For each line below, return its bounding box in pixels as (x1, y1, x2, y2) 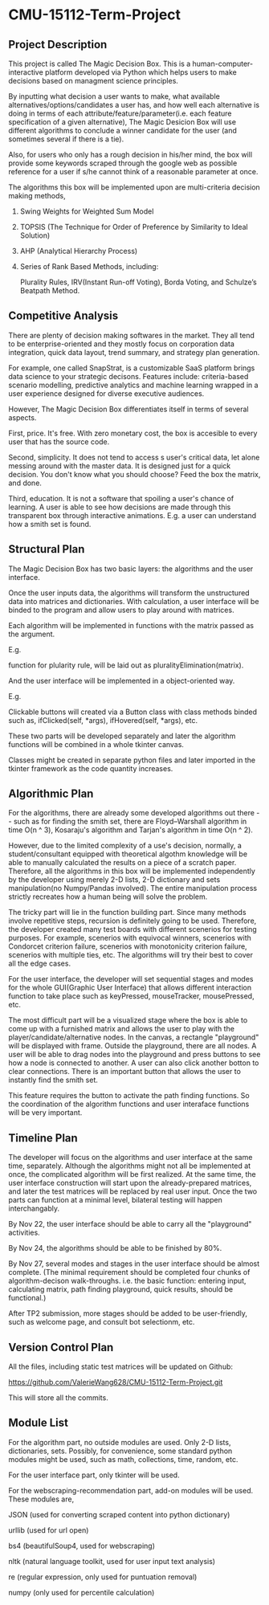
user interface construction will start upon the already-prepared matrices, (8, 1178, 252, 1188)
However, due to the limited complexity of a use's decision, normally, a (8, 841, 243, 851)
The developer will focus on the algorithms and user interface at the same (8, 1153, 253, 1162)
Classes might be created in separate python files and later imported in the (8, 755, 256, 765)
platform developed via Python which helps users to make (45, 67, 237, 77)
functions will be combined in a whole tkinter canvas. (8, 739, 185, 749)
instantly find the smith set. (8, 1075, 98, 1085)
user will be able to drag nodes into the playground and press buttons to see (8, 1050, 261, 1060)
